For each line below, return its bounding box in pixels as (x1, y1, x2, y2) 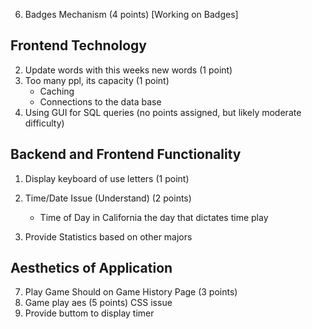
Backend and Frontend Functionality (10, 146, 242, 163)
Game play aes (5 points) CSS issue (24, 297, 173, 309)
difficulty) (24, 117, 65, 129)
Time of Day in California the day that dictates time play (39, 211, 269, 223)
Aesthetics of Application (10, 260, 173, 277)
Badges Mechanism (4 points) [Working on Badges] (24, 9, 239, 20)
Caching (39, 85, 75, 97)
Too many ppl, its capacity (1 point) (24, 74, 170, 86)
